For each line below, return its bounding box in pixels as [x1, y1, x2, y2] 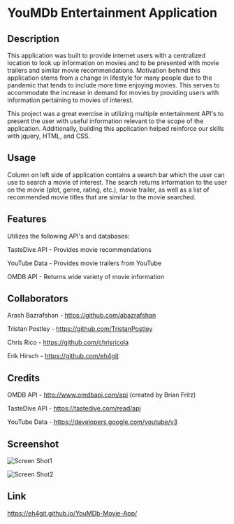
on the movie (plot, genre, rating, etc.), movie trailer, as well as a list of [7, 185, 210, 194]
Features [7, 213, 47, 225]
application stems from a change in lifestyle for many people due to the [7, 73, 212, 82]
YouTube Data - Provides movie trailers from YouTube [7, 259, 162, 267]
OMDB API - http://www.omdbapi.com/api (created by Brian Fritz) [7, 390, 196, 399]
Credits [7, 372, 41, 384]
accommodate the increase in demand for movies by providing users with [7, 89, 219, 97]
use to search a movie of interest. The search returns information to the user [7, 178, 228, 186]
